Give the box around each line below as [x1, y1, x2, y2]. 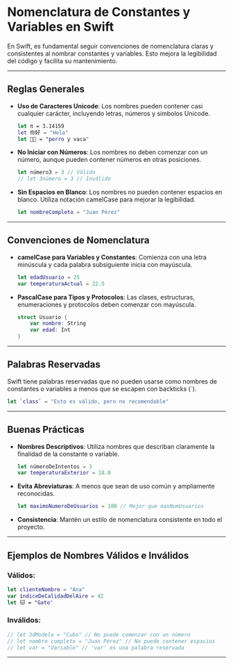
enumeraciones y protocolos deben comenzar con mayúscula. [17, 300, 196, 309]
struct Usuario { [17, 313, 68, 320]
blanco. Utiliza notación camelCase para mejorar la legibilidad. [17, 195, 196, 204]
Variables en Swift [7, 19, 114, 35]
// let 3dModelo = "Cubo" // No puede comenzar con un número [7, 631, 191, 638]
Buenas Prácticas [7, 424, 85, 436]
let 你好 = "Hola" [17, 129, 69, 136]
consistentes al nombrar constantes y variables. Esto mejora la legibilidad [7, 49, 217, 58]
